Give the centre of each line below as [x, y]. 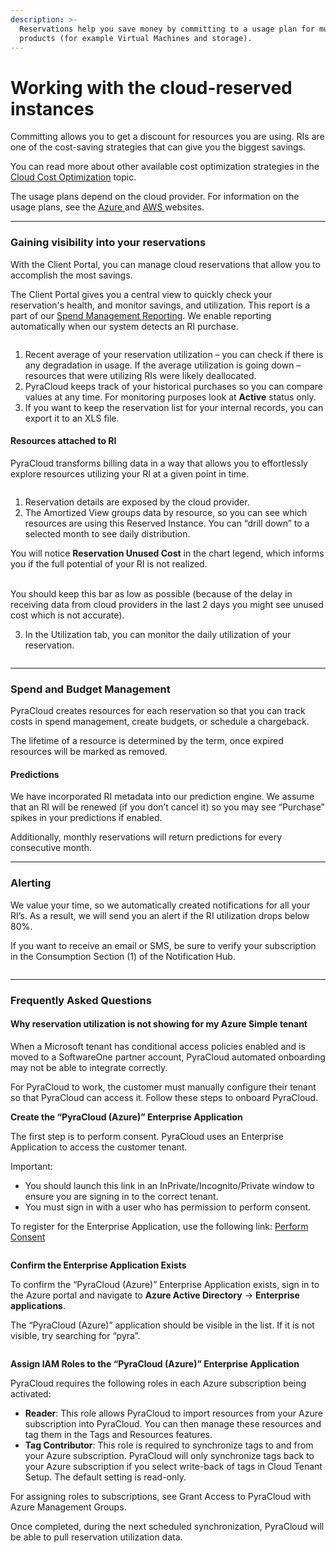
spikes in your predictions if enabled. [86, 818]
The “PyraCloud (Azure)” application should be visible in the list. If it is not [162, 1325]
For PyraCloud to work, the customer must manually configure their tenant [163, 1087]
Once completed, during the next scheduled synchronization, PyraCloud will [167, 1526]
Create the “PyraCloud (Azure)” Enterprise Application [126, 1117]
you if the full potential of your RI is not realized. [109, 563]
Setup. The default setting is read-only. [105, 1477]
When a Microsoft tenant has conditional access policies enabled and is [158, 1046]
